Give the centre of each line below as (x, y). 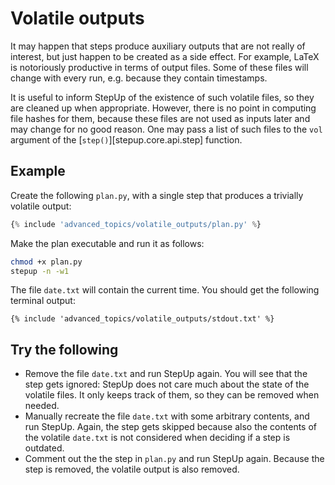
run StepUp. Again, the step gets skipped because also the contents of (170, 427)
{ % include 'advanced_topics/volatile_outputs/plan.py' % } (136, 224)
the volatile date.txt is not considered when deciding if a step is (157, 438)
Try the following (64, 349)
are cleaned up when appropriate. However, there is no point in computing (163, 108)
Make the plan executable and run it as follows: (107, 243)
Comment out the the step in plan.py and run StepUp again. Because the (174, 459)
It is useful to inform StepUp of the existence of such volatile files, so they (162, 97)
